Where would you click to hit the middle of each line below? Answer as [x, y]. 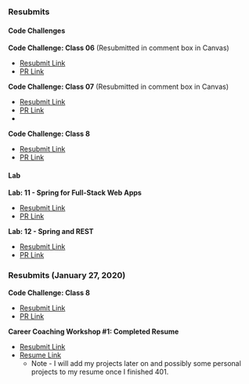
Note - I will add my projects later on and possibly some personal [136, 363]
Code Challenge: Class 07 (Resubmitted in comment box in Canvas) [119, 87]
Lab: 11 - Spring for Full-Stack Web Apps [75, 193]
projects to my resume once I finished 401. [100, 371]
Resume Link [40, 355]
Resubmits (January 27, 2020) [67, 276]
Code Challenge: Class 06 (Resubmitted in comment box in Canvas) [119, 48]
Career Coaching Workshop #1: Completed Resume [94, 331]
